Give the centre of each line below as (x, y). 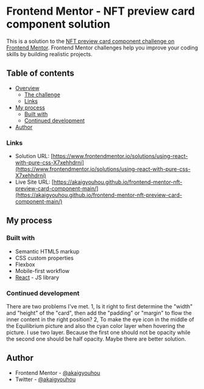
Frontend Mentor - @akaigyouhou (58, 373)
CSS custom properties (44, 258)
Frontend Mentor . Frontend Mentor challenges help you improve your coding (102, 48)
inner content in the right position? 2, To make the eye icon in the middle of (100, 319)
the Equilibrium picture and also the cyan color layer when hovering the (96, 326)
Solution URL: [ (34, 156)
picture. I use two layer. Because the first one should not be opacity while (98, 333)
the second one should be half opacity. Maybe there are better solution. (96, 339)
